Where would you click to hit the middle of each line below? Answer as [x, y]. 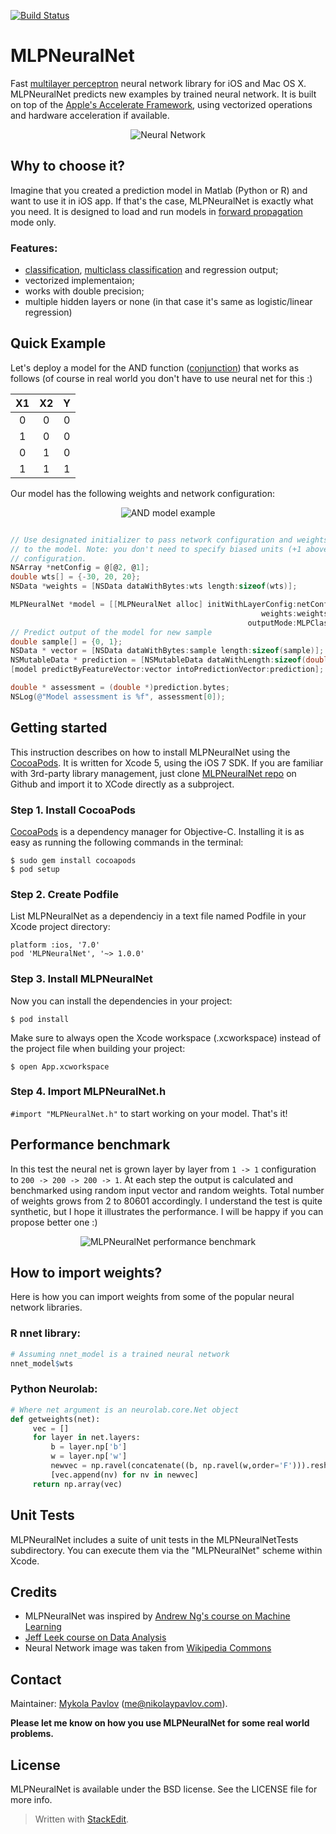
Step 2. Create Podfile [64, 894]
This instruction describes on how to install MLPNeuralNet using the [150, 752]
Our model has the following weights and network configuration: [142, 493]
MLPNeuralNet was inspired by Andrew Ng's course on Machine [157, 1616]
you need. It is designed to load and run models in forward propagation [156, 211]
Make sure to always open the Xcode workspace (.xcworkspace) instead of [166, 1037]
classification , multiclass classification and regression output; [151, 270]
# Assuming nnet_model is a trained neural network [120, 1354]
